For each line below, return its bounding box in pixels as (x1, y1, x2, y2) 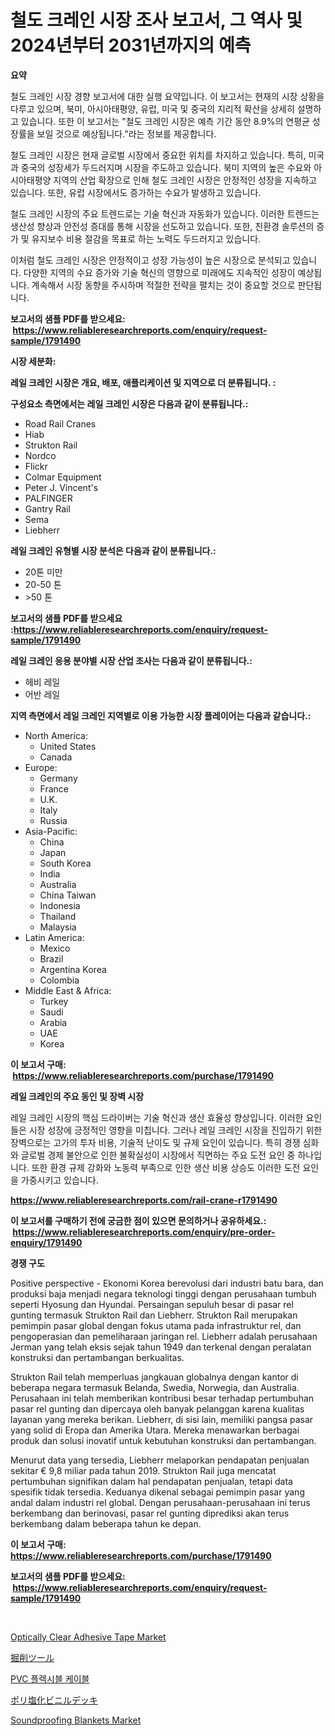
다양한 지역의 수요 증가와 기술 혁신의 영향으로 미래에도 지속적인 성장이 (23, 266, 296, 278)
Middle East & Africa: (24, 984, 112, 996)
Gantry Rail (24, 502, 71, 515)
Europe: (24, 761, 58, 773)
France (39, 782, 70, 795)
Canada (39, 751, 73, 763)
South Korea (39, 857, 92, 869)
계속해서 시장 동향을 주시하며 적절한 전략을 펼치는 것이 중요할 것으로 (31, 279, 296, 291)
